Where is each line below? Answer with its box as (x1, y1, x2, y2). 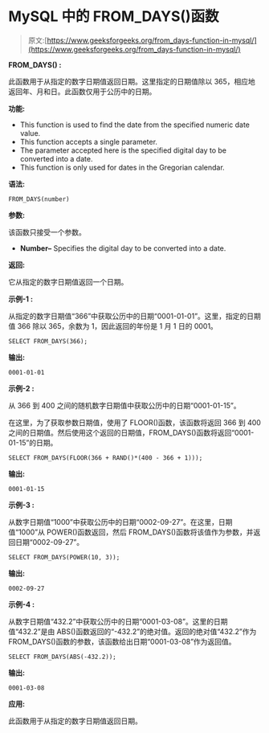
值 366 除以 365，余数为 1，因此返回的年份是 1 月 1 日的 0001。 (8, 321, 218, 330)
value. (19, 128, 41, 137)
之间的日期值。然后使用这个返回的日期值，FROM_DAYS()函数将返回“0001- (8, 428, 255, 437)
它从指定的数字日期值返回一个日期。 (8, 276, 128, 286)
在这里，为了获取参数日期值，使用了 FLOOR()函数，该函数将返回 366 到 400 (8, 417, 261, 427)
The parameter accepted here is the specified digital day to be (19, 145, 227, 155)
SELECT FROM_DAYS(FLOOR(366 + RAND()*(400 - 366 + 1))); (8, 453, 203, 462)
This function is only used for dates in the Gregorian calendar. (19, 162, 225, 172)
